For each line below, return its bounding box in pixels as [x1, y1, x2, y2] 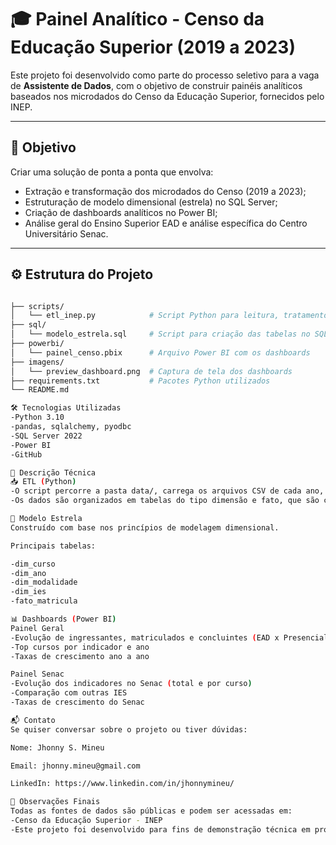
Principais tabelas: [10, 541, 97, 551]
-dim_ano [10, 568, 47, 578]
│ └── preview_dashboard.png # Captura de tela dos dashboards [10, 366, 293, 376]
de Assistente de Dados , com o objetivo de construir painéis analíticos [10, 79, 303, 91]
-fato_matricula [10, 596, 78, 606]
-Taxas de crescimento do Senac [10, 697, 145, 708]
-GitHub [10, 449, 43, 460]
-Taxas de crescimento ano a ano [10, 651, 150, 661]
